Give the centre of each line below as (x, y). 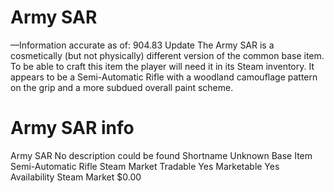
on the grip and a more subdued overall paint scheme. (122, 87)
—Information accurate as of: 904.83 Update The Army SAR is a (142, 45)
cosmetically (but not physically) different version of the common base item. (167, 55)
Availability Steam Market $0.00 (76, 177)
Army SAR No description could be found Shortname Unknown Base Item (161, 155)
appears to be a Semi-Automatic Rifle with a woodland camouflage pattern (164, 77)
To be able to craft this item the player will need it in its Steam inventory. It (162, 66)
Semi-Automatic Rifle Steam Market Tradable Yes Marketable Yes (145, 166)
